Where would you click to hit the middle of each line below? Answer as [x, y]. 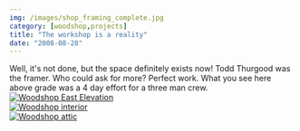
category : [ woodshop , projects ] [68, 26]
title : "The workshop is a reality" [78, 34]
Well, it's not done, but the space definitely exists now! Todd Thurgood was [150, 69]
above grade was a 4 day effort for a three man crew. [109, 88]
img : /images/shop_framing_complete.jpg [87, 18]
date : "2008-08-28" [46, 43]
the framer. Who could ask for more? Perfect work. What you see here [140, 79]
